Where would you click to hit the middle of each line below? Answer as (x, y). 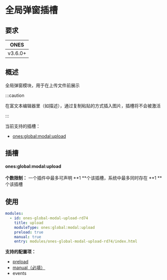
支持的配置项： (20, 252)
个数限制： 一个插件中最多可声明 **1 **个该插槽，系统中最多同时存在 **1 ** (84, 178)
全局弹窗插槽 (32, 10)
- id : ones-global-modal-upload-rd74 (49, 218)
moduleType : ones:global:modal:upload (54, 227)
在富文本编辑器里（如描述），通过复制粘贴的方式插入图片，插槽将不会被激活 (83, 105)
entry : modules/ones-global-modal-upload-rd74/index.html (76, 241)
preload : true (29, 232)
